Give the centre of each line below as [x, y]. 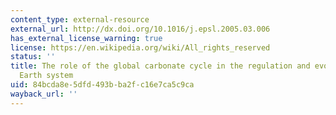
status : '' [33, 57]
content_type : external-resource [80, 19]
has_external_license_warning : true [86, 38]
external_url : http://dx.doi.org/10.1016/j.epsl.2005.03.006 [140, 29]
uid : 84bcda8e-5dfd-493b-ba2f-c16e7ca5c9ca [102, 85]
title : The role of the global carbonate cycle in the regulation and [160, 66]
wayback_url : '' [44, 94]
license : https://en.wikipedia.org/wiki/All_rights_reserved [140, 47]
